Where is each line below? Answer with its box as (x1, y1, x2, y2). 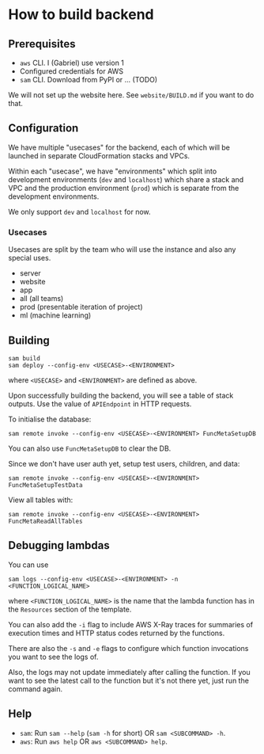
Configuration (8, 121, 79, 135)
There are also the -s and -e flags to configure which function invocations (8, 643, 249, 653)
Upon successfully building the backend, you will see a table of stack (8, 390, 234, 400)
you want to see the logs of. (8, 652, 99, 661)
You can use (8, 560, 49, 569)
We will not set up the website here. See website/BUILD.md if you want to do (8, 90, 255, 100)
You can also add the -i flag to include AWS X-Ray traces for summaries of (8, 619, 254, 629)
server (19, 268, 41, 278)
